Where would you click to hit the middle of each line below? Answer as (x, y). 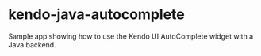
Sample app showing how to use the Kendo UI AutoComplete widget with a (131, 36)
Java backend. (33, 44)
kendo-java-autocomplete (96, 15)
